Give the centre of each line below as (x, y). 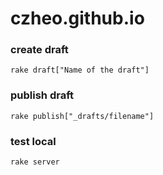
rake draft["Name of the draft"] (80, 70)
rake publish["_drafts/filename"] (82, 116)
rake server (35, 162)
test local (33, 141)
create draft (39, 50)
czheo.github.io (77, 18)
